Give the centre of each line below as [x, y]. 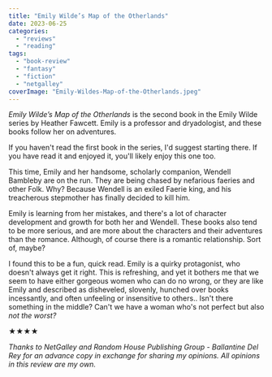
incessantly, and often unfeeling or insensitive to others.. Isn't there [121, 298]
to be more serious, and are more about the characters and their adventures [136, 231]
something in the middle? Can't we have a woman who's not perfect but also [136, 307]
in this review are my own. [52, 364]
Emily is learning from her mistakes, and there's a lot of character [118, 214]
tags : [17, 54]
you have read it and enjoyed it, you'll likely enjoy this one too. [112, 156]
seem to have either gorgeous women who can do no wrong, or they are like [136, 281]
